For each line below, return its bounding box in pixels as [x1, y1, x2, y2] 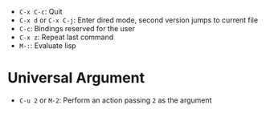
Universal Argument [7, 69, 145, 87]
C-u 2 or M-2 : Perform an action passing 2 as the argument [18, 95, 212, 105]
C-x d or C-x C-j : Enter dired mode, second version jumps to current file [18, 15, 259, 25]
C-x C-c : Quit [18, 7, 63, 16]
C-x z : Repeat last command [18, 32, 114, 42]
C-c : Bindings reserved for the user [18, 24, 136, 33]
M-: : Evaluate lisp [18, 41, 77, 50]
